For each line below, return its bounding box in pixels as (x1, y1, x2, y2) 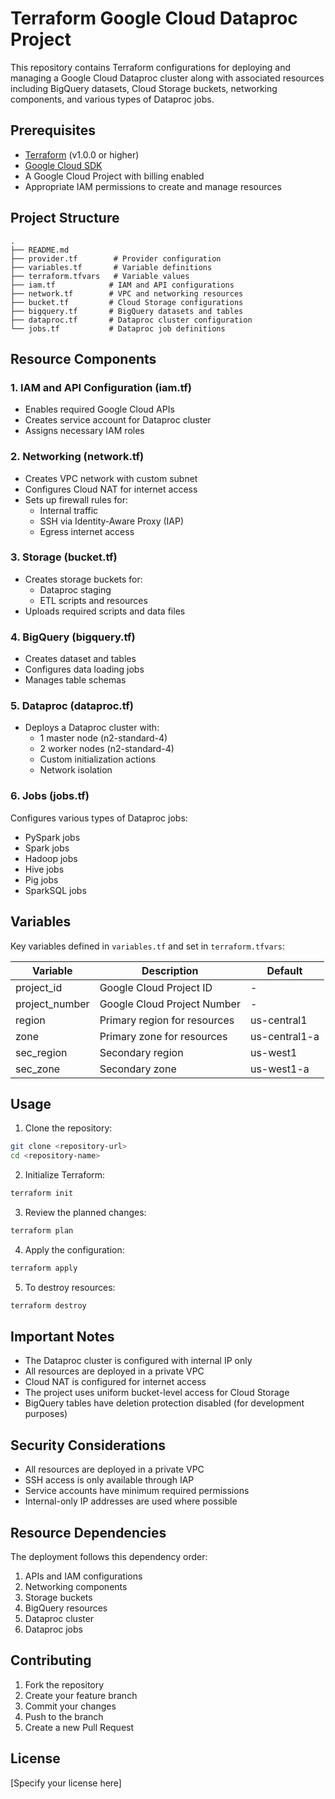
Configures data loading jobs (24, 663, 145, 676)
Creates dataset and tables (24, 653, 137, 665)
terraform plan (10, 1225, 74, 1236)
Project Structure (10, 210, 120, 227)
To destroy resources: (24, 1281, 116, 1293)
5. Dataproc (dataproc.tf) (10, 699, 134, 713)
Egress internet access (39, 525, 135, 537)
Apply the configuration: (24, 1243, 125, 1256)
